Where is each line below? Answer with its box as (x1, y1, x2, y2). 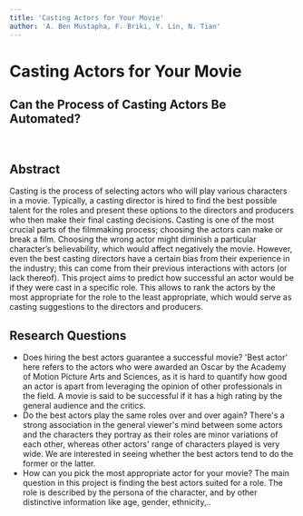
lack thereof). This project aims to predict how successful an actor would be (9, 273, 295, 283)
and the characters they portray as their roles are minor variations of (22, 429, 279, 441)
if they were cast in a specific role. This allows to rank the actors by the (9, 283, 276, 293)
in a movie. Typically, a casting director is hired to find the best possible (9, 195, 278, 206)
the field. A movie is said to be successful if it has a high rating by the (22, 391, 283, 402)
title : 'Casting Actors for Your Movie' (9, 13, 165, 23)
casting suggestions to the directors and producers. (9, 302, 204, 313)
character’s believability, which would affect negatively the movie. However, (9, 243, 293, 254)
